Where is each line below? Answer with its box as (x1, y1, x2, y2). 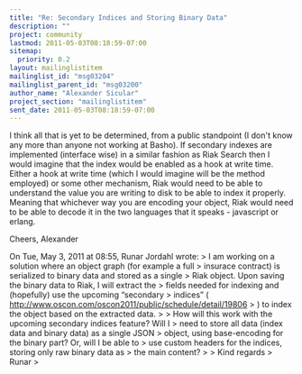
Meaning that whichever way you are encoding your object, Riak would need (9, 197, 294, 208)
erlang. (9, 216, 36, 227)
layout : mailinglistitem (9, 64, 103, 73)
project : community (9, 30, 83, 39)
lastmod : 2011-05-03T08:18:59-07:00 (9, 38, 147, 48)
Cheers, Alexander (9, 233, 79, 244)
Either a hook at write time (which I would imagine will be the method (9, 169, 266, 179)
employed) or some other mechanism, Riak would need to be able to (9, 178, 263, 189)
